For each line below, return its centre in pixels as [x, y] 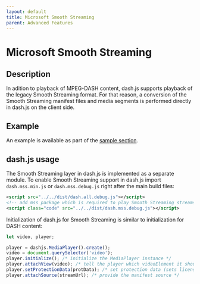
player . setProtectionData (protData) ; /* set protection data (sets [92, 270]
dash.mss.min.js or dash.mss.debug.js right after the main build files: [90, 186]
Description [28, 74]
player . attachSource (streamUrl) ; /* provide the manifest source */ [93, 275]
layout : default [26, 12]
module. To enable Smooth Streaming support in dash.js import [84, 180]
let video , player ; [30, 237]
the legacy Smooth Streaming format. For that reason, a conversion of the [96, 95]
